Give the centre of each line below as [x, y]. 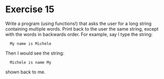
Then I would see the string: [35, 53]
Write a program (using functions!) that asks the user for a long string [79, 23]
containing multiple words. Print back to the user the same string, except [82, 29]
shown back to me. [25, 72]
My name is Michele [31, 44]
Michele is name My [31, 62]
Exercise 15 [30, 9]
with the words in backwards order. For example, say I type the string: [79, 34]
